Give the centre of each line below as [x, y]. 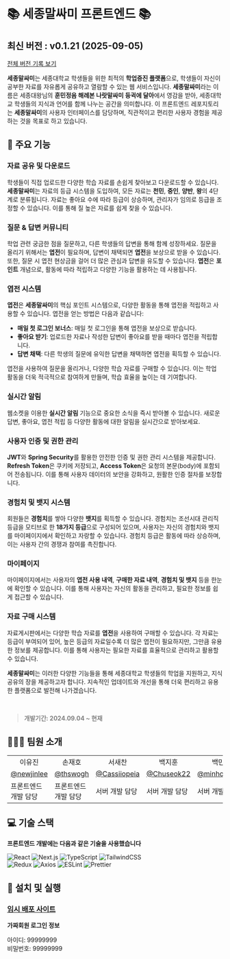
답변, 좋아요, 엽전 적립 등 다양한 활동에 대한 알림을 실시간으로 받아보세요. [104, 421]
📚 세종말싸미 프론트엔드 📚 [79, 14]
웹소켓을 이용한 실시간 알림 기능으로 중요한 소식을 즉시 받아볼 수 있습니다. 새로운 [114, 413]
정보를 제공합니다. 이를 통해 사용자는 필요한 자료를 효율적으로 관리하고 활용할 [116, 650]
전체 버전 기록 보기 [32, 63]
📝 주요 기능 [29, 145]
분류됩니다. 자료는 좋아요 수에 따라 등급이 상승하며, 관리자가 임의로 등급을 [117, 199]
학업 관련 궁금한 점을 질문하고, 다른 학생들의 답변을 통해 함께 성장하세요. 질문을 [112, 244]
